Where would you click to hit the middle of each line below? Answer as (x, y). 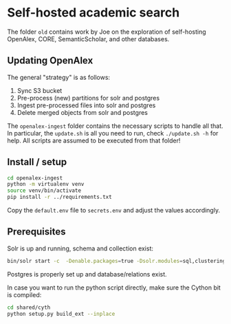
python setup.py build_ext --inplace (61, 314)
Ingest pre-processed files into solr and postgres (86, 105)
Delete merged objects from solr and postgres (82, 112)
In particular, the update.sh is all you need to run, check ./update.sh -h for (113, 133)
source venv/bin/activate (44, 191)
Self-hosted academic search (93, 13)
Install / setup (37, 162)
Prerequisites (36, 232)
